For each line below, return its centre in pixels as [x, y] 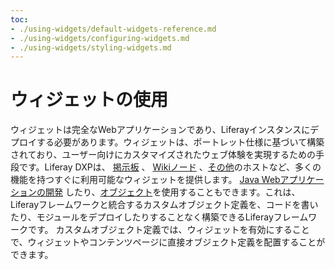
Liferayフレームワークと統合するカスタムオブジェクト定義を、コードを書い [164, 205]
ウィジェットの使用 [89, 100]
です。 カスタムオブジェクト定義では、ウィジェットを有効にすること [168, 230]
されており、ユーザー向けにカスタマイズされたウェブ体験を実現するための [163, 155]
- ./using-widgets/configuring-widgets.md [100, 38]
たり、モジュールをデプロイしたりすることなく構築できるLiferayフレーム [159, 217]
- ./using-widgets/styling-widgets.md [91, 47]
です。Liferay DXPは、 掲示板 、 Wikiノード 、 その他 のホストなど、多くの [170, 167]
